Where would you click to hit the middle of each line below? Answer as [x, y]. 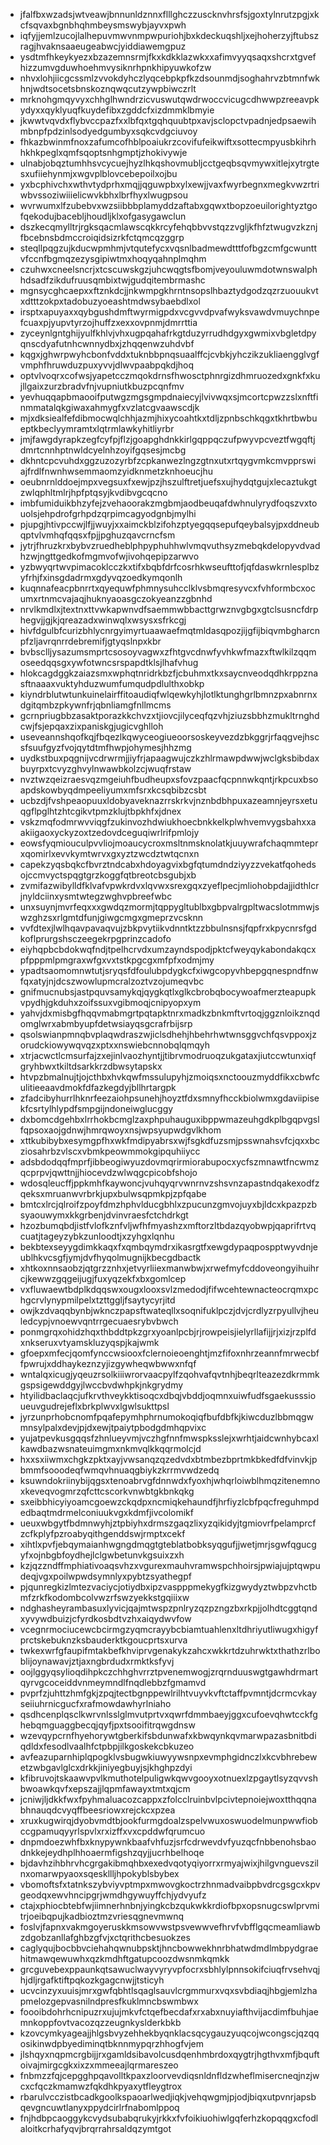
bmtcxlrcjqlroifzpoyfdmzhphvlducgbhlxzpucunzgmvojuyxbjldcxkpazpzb [168, 1204]
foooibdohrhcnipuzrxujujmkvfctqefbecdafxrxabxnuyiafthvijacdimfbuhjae [169, 2012]
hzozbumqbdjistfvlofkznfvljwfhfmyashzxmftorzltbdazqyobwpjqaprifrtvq [168, 1225]
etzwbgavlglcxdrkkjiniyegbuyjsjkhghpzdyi [106, 1767]
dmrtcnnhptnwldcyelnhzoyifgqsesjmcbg [103, 450]
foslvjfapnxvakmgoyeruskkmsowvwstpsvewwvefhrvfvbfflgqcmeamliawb [170, 1927]
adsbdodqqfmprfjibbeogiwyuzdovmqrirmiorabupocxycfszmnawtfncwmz [169, 1162]
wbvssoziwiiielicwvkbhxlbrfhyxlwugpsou [103, 195]
